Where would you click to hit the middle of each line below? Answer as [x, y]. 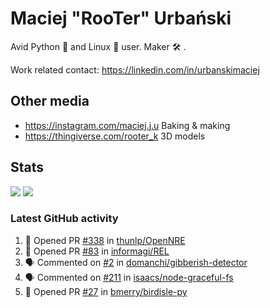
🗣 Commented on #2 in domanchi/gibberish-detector [136, 262]
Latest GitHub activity [64, 219]
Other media [50, 101]
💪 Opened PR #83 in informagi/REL [97, 251]
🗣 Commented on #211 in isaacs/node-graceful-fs [129, 277]
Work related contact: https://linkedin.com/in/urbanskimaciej [135, 69]
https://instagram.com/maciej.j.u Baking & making [127, 125]
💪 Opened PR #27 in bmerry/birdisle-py [106, 291]
